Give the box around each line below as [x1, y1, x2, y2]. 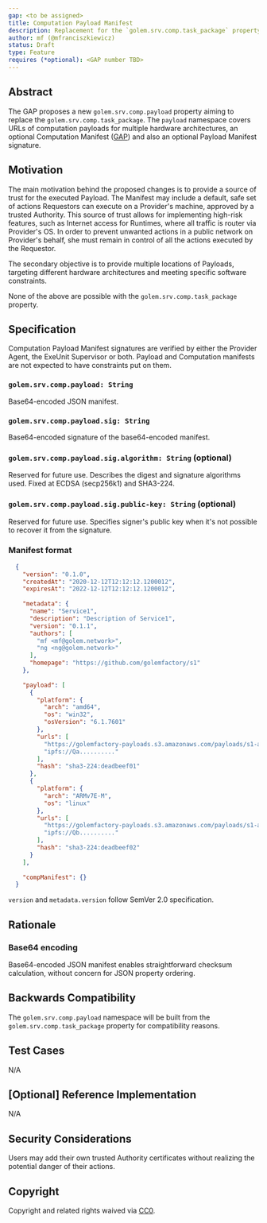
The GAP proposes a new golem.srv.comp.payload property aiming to [8, 106, 234, 116]
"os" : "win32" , [43, 710, 94, 719]
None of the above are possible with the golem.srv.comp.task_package [8, 291, 238, 300]
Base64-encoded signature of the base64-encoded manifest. [8, 432, 211, 442]
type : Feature [8, 48, 56, 56]
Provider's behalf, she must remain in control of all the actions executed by [8, 235, 253, 245]
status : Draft [8, 41, 56, 49]
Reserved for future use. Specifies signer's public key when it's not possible [8, 517, 257, 526]
